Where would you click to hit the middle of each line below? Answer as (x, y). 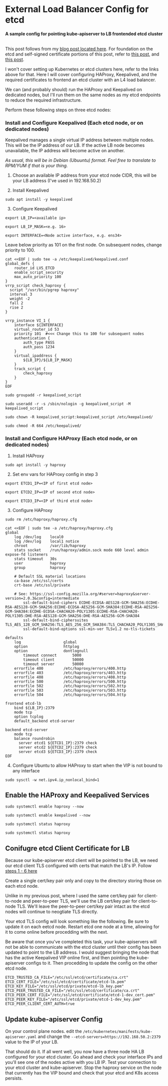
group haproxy (40, 568)
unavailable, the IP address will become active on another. (65, 151)
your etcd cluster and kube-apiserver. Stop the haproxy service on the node (83, 1067)
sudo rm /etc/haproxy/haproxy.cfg (41, 519)
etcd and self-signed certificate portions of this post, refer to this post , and (82, 54)
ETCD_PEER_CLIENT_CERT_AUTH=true (40, 1004)
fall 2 (16, 303)
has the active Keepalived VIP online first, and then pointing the (70, 958)
